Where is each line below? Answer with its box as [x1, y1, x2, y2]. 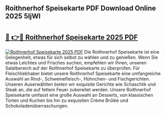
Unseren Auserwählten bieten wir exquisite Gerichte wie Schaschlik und [5, 81, 156, 87]
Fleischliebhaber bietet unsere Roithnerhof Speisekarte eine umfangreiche [5, 70, 161, 77]
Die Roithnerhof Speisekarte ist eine [84, 49, 160, 55]
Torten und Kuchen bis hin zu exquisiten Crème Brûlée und [5, 97, 128, 103]
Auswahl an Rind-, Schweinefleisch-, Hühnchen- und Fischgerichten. [5, 76, 151, 82]
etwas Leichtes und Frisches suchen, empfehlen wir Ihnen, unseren [5, 60, 147, 65]
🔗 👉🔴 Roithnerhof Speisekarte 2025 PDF [5, 33, 138, 42]
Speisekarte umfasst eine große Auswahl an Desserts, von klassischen [5, 92, 153, 98]
